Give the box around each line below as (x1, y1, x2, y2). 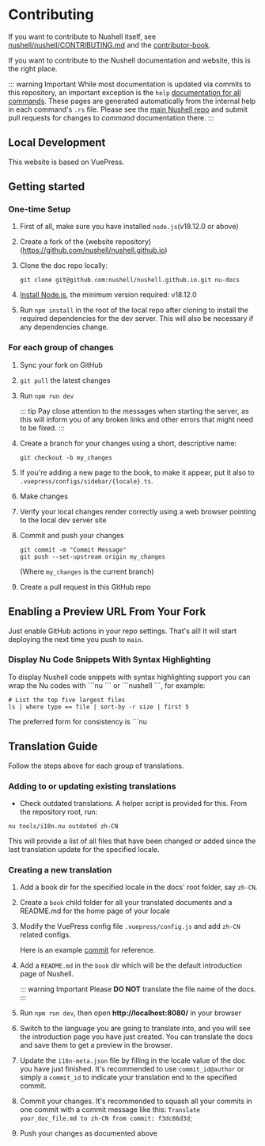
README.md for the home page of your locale (19, 906, 170, 916)
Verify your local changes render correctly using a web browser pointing (19, 506, 257, 516)
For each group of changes (8, 342, 114, 353)
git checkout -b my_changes (19, 453, 112, 461)
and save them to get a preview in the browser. (19, 1041, 173, 1050)
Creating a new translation (8, 864, 112, 875)
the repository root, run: (19, 807, 98, 816)
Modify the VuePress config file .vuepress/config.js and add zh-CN (19, 922, 240, 931)
